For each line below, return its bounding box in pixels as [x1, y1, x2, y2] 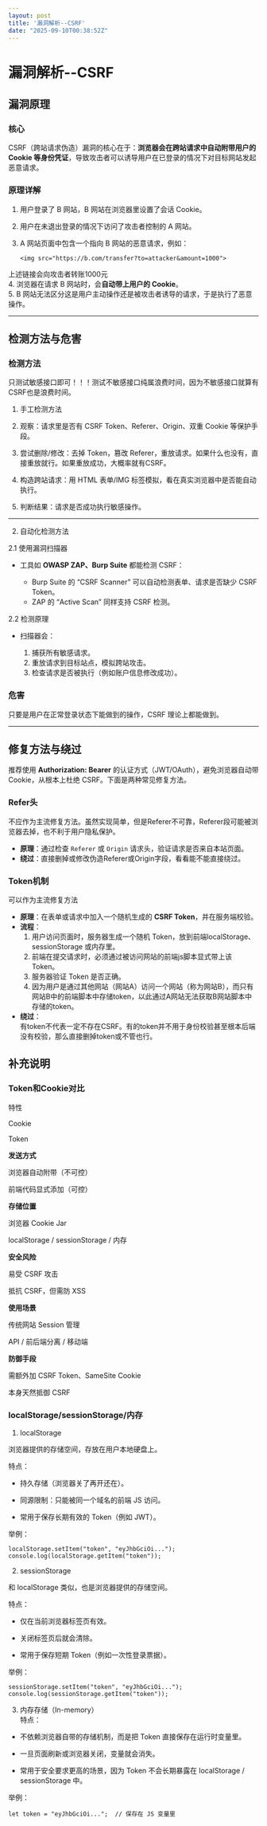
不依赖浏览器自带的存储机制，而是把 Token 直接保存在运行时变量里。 [19, 1731, 246, 1742]
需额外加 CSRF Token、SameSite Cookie [8, 1370, 141, 1380]
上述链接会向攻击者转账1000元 [8, 269, 109, 279]
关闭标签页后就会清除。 [19, 1633, 97, 1643]
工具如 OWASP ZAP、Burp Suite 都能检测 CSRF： [19, 560, 184, 570]
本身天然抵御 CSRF [8, 1388, 71, 1397]
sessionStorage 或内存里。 [31, 941, 120, 951]
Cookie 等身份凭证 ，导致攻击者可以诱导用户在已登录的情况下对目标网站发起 [8, 153, 257, 163]
